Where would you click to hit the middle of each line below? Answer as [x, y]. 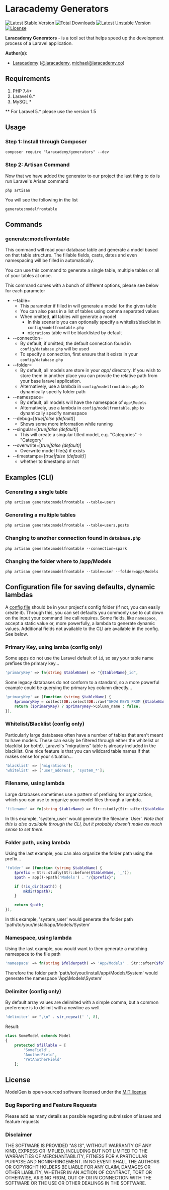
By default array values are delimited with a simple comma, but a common [82, 1002]
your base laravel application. [51, 381]
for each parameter [25, 291]
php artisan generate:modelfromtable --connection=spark [66, 548]
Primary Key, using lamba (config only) [54, 647]
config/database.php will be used [55, 349]
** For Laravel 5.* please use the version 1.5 [51, 111]
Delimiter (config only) [33, 992]
